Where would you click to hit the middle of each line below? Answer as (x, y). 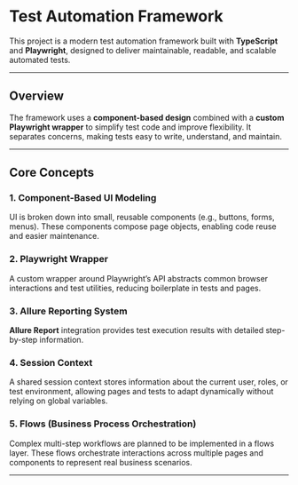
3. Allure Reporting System (68, 311)
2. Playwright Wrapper (59, 259)
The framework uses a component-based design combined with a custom (147, 117)
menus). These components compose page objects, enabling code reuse (143, 227)
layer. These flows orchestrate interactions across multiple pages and (137, 453)
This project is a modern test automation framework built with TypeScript (144, 41)
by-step (24, 340)
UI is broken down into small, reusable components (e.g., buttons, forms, (142, 217)
